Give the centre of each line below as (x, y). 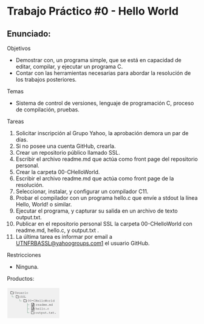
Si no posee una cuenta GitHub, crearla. (66, 146)
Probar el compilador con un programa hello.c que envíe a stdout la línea (107, 198)
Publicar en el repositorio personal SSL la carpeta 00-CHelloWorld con (104, 224)
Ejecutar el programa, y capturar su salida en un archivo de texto (97, 211)
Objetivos (19, 48)
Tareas (15, 121)
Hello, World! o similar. (44, 204)
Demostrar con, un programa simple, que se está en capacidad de (98, 60)
